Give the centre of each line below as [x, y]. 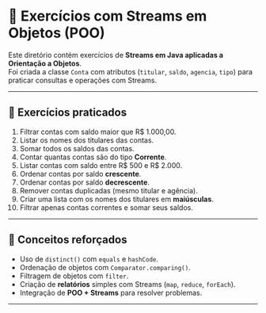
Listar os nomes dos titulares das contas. [87, 140]
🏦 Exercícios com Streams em [108, 16]
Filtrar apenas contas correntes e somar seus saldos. [106, 207]
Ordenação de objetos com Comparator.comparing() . [105, 267]
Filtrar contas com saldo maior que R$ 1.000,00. [98, 132]
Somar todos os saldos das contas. [77, 148]
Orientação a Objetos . [45, 63]
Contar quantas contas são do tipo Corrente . [93, 157]
